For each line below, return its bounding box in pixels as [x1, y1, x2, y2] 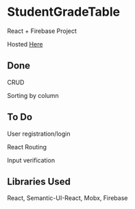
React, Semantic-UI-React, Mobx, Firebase [7, 194, 128, 202]
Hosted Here [7, 40, 43, 48]
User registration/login [7, 130, 71, 138]
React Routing [7, 143, 47, 151]
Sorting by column [7, 91, 60, 99]
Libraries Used [7, 175, 71, 187]
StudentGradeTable [7, 4, 121, 20]
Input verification [7, 156, 56, 164]
